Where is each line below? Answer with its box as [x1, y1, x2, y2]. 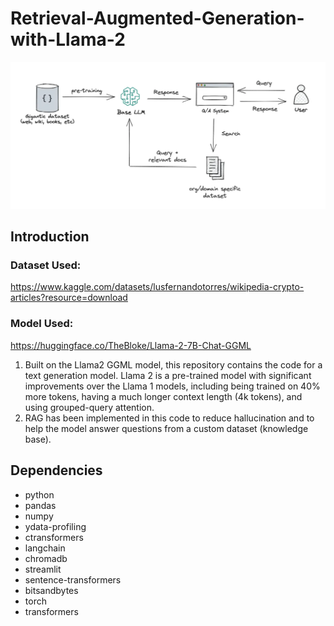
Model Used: [10, 317, 74, 331]
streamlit [24, 563, 62, 575]
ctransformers [24, 531, 84, 543]
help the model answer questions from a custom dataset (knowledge [24, 422, 309, 434]
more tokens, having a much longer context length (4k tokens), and [24, 390, 303, 402]
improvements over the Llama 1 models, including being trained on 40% [24, 380, 321, 392]
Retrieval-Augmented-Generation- [10, 7, 305, 30]
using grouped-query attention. [24, 401, 155, 413]
